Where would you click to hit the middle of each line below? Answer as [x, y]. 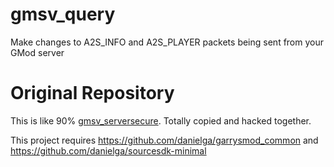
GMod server [37, 52]
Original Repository [92, 93]
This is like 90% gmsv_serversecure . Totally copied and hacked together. [161, 120]
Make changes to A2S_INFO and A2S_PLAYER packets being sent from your [167, 42]
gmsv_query [63, 14]
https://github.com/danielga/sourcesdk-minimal [108, 150]
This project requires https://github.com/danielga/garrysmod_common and [164, 140]
